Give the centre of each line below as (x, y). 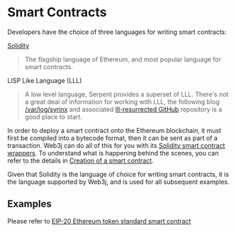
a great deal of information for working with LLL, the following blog (122, 101)
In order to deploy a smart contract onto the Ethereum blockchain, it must (114, 130)
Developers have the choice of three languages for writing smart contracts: (117, 32)
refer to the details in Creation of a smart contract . (80, 161)
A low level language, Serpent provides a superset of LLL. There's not (127, 94)
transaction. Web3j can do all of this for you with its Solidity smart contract (116, 145)
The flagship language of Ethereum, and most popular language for (123, 59)
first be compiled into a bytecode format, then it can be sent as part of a (113, 138)
